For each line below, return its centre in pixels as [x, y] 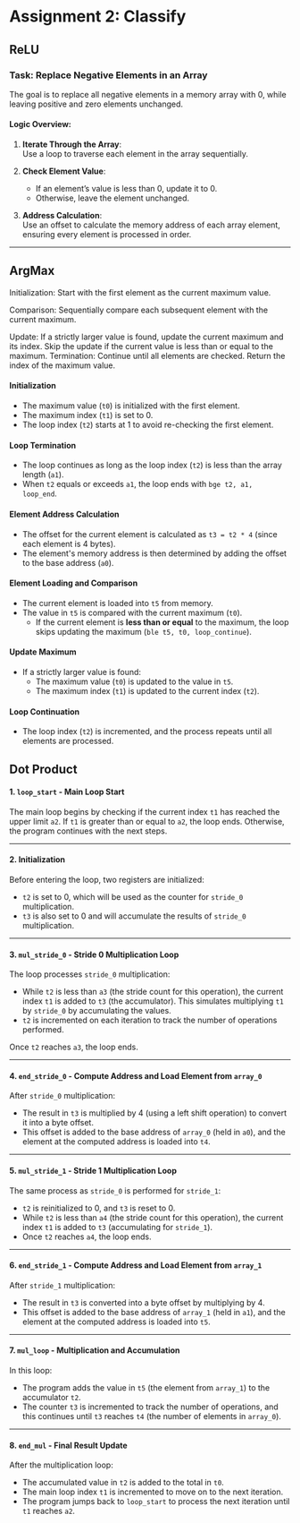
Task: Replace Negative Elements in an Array [108, 75]
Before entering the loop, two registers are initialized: [107, 879]
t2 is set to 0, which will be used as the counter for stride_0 [133, 896]
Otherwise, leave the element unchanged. [112, 198]
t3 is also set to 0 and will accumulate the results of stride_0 [134, 916]
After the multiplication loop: [61, 1465]
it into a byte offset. [58, 1123]
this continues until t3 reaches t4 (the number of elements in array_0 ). [151, 1416]
